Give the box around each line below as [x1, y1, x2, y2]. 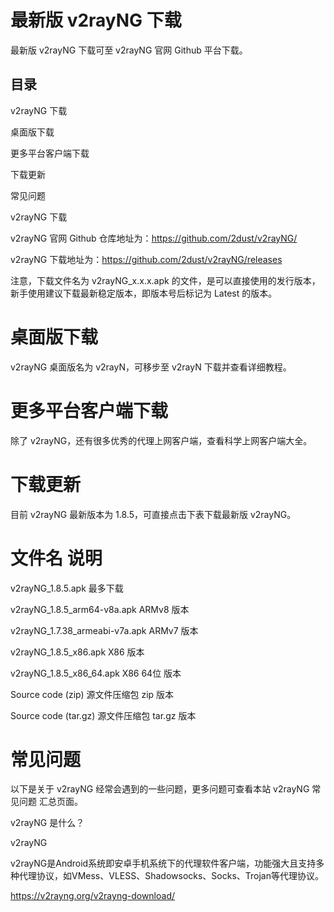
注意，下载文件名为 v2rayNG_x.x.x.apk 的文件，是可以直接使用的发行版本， [10, 274, 321, 286]
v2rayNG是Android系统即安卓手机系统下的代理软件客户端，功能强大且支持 [10, 857, 317, 870]
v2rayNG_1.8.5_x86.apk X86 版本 [10, 646, 145, 658]
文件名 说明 [10, 547, 103, 570]
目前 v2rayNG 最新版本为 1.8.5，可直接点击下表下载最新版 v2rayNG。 [10, 508, 297, 520]
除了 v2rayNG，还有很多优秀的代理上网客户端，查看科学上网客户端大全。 [10, 434, 313, 446]
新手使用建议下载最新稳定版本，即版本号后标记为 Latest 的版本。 [10, 287, 278, 299]
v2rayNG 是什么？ [10, 817, 85, 829]
